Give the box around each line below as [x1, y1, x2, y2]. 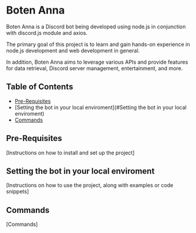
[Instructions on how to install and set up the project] [6, 149, 135, 156]
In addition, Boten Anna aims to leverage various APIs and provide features [6, 58, 188, 65]
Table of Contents [6, 82, 74, 92]
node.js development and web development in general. [6, 47, 140, 54]
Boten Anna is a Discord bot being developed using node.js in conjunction [6, 23, 186, 30]
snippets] [6, 188, 30, 195]
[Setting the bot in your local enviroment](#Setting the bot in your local [14, 104, 187, 111]
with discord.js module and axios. [6, 29, 88, 36]
